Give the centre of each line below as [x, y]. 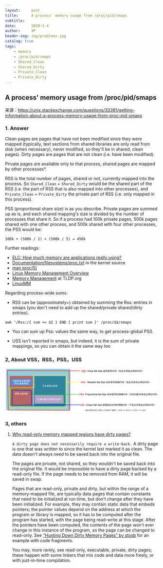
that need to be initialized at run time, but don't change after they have [82, 499]
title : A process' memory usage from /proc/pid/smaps [66, 15]
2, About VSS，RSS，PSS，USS [44, 360]
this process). [19, 199]
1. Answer [17, 128]
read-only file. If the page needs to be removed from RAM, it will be [80, 474]
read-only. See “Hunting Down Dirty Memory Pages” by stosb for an [81, 535]
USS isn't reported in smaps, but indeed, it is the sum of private [76, 341]
